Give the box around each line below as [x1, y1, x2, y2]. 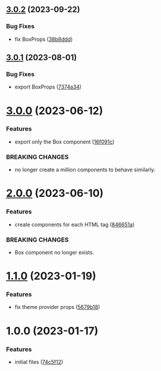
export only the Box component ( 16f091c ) [14, 138, 115, 145]
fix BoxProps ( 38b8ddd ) [14, 35, 73, 43]
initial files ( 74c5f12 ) [14, 358, 63, 365]
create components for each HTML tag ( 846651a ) [14, 221, 135, 228]
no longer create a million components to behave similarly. [14, 166, 156, 173]
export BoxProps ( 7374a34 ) [14, 83, 82, 90]
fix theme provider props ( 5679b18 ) [14, 304, 101, 311]
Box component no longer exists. [14, 249, 95, 256]
